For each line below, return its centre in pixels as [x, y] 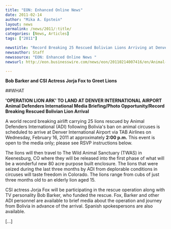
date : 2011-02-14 [24, 15]
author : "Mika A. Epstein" [34, 19]
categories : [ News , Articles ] [37, 34]
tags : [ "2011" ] [21, 39]
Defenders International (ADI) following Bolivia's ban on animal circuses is [83, 127]
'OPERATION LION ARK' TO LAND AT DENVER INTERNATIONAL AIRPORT [83, 100]
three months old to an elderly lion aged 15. [50, 180]
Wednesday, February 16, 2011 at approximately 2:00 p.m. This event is [80, 138]
